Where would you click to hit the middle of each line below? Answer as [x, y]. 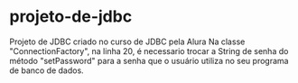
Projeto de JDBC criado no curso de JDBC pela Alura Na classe [127, 41]
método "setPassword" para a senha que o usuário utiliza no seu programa [149, 60]
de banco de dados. [47, 70]
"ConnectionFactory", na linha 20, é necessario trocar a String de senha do [149, 51]
